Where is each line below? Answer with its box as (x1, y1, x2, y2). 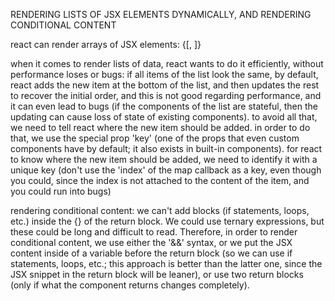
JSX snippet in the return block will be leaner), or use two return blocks (10, 269, 304, 280)
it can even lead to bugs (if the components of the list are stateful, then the (10, 100, 318, 112)
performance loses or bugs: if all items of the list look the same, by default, (10, 69, 319, 80)
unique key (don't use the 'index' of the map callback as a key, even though (10, 164, 322, 176)
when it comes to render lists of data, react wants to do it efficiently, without (10, 58, 324, 69)
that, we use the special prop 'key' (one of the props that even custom (10, 132, 300, 144)
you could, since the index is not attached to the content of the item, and (10, 175, 310, 186)
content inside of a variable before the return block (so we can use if (10, 247, 293, 259)
